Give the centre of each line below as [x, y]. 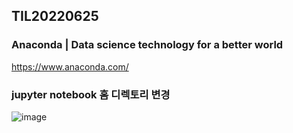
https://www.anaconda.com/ [70, 66]
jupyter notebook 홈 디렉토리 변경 [91, 94]
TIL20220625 [55, 16]
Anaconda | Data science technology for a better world [147, 45]
